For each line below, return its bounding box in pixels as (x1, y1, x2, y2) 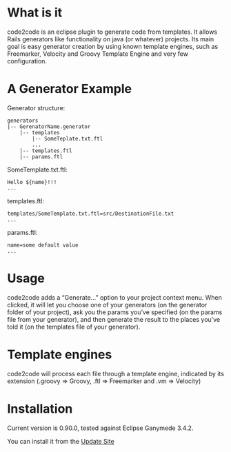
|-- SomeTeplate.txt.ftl (32, 135, 103, 142)
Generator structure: (7, 103, 66, 112)
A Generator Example (7, 81, 132, 97)
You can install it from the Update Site (7, 437, 115, 445)
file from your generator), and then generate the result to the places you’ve (7, 315, 221, 323)
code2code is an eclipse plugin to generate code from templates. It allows (7, 28, 218, 36)
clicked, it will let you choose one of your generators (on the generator (7, 300, 208, 309)
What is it (7, 5, 63, 21)
